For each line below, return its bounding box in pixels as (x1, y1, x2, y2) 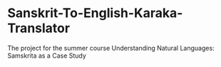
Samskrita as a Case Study (7, 51, 87, 60)
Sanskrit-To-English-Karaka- (7, 5, 183, 21)
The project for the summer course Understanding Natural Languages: (7, 43, 215, 52)
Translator (7, 20, 70, 36)
